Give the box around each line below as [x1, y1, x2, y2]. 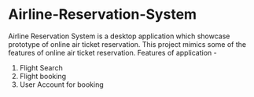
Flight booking [19, 71, 67, 81]
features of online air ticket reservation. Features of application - [8, 48, 218, 57]
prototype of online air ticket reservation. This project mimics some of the [8, 39, 246, 48]
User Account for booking [19, 80, 104, 89]
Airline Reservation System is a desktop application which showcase [8, 31, 230, 41]
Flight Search [19, 63, 63, 72]
